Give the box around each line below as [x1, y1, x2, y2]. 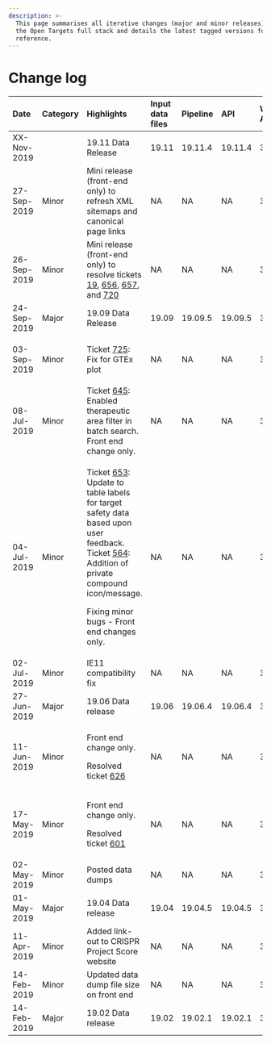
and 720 [86, 290, 119, 301]
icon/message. [86, 588, 143, 599]
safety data [86, 507, 130, 519]
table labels [86, 487, 131, 499]
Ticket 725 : [86, 344, 131, 355]
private [86, 568, 114, 579]
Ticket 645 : [86, 385, 131, 396]
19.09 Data [86, 307, 131, 319]
